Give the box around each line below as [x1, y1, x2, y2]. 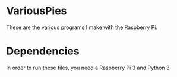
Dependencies [6, 44, 80, 58]
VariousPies [6, 4, 67, 18]
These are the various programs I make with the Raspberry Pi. [6, 24, 158, 31]
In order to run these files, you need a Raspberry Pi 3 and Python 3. [6, 64, 171, 71]
